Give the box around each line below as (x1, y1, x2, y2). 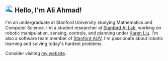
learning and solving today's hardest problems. (5, 40, 103, 46)
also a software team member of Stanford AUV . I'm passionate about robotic (5, 35, 163, 41)
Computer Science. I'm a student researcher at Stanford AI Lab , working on (5, 24, 161, 30)
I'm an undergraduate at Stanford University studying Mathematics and (5, 19, 152, 25)
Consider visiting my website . (5, 50, 66, 56)
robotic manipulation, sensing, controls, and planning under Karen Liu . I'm (5, 30, 158, 36)
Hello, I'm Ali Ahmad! (14, 6, 82, 14)
